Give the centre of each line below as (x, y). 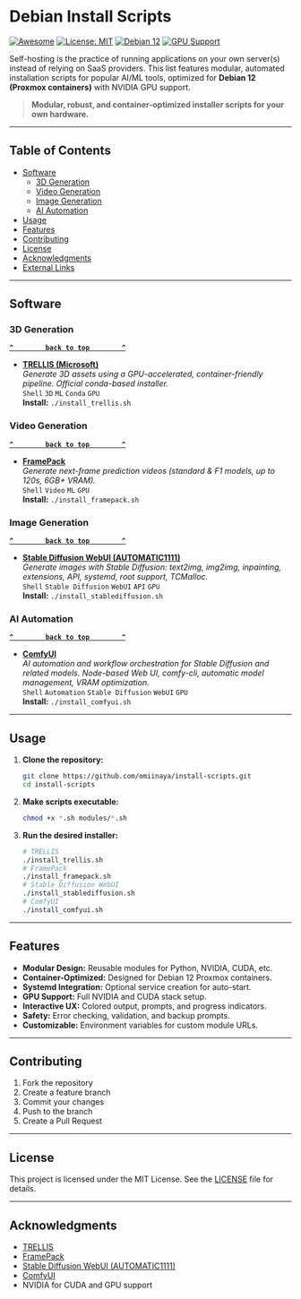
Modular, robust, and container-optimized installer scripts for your (158, 104)
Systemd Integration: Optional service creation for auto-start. (137, 986)
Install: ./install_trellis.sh (77, 403)
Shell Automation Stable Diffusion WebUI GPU (105, 693)
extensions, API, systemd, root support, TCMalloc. (115, 577)
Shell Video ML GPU (56, 490)
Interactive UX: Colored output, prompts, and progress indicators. (144, 1006)
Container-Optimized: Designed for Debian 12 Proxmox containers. (147, 977)
